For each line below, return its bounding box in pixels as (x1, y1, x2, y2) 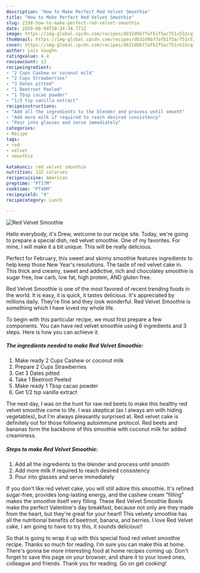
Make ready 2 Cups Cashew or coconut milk (14, 357, 124, 364)
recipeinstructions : (6, 103, 58, 109)
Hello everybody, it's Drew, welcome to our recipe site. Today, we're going (6, 230, 189, 238)
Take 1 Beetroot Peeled (14, 376, 71, 383)
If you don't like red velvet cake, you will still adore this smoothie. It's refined (6, 485, 194, 492)
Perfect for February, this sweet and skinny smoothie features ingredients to (6, 254, 193, 261)
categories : (6, 125, 36, 131)
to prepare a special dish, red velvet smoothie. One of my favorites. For (6, 236, 180, 244)
